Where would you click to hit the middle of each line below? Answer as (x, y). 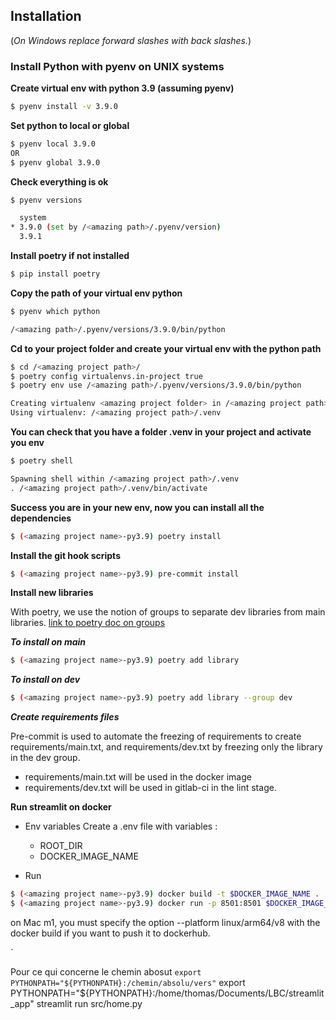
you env (27, 443)
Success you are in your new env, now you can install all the (137, 507)
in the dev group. (45, 758)
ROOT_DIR (61, 846)
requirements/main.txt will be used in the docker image (138, 777)
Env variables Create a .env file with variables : (121, 826)
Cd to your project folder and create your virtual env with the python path (166, 348)
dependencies (41, 518)
